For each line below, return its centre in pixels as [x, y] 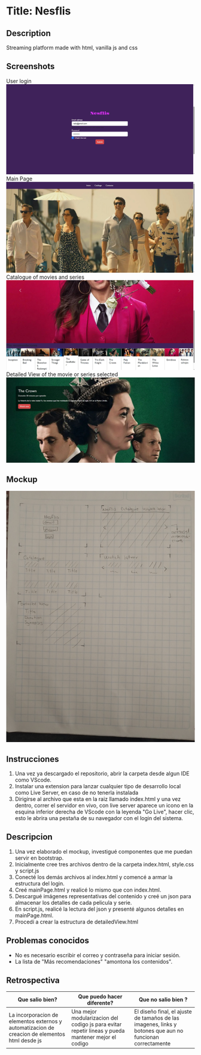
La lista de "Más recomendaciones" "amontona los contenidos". [93, 961]
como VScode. [33, 780]
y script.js [27, 871]
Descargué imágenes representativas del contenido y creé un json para [103, 896]
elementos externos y [35, 1021]
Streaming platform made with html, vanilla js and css [72, 47]
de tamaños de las [157, 1018]
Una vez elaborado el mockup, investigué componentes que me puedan [103, 851]
